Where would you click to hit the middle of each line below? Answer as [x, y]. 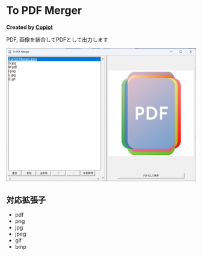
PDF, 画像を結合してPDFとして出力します [57, 39]
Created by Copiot [29, 27]
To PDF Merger [44, 11]
